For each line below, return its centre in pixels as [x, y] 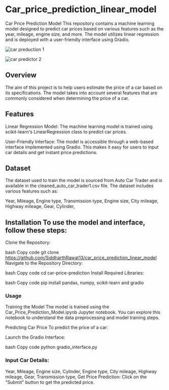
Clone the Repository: [28, 242]
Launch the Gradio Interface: [35, 337]
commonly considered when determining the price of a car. [67, 98]
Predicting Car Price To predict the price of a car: [57, 328]
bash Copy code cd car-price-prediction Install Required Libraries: [75, 273]
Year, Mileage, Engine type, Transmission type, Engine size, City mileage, [82, 201]
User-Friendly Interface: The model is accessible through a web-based [79, 141]
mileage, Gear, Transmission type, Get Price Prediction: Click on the [76, 377]
